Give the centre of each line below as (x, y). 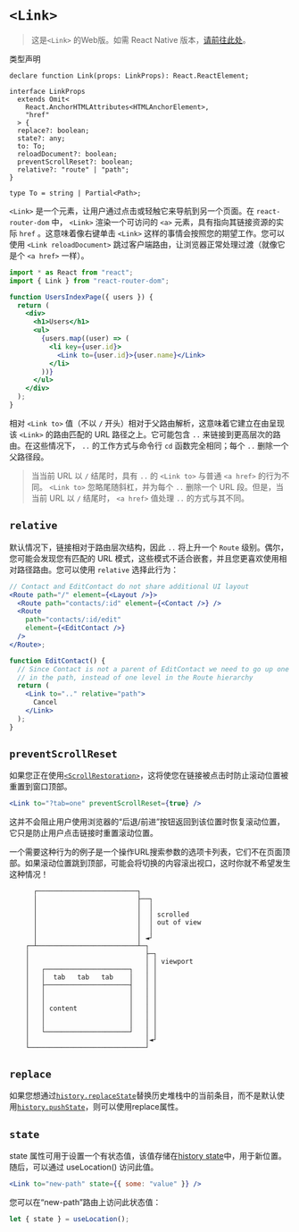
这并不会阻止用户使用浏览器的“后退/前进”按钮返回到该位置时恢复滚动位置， (147, 822)
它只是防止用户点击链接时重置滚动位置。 (83, 833)
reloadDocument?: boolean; (67, 154)
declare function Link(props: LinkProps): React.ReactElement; (129, 76)
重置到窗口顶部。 (41, 787)
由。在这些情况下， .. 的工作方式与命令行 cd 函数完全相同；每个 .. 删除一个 (149, 445)
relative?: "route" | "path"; (73, 169)
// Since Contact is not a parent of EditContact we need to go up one (154, 669)
